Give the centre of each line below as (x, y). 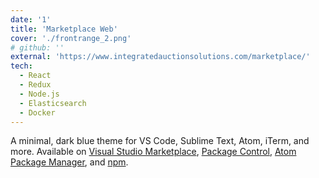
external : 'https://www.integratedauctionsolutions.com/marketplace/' (160, 57)
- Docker (37, 112)
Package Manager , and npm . (69, 162)
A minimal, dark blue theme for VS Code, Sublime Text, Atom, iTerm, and (160, 141)
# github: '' (37, 47)
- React (35, 76)
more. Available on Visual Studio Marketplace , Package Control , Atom (153, 152)
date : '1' (31, 19)
